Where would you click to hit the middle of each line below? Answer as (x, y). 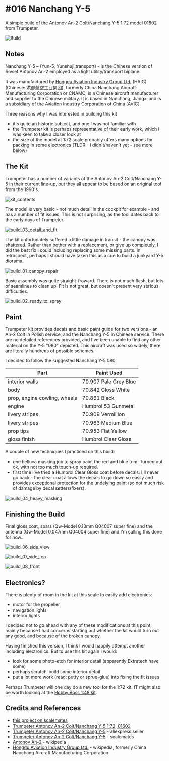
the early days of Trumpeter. (35, 220)
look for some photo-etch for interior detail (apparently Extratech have (86, 661)
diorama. (14, 261)
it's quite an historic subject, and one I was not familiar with (74, 123)
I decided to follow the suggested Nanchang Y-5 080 (60, 361)
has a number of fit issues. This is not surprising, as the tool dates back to (82, 214)
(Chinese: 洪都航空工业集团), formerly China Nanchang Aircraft (71, 87)
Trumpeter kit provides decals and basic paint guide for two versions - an (81, 329)
